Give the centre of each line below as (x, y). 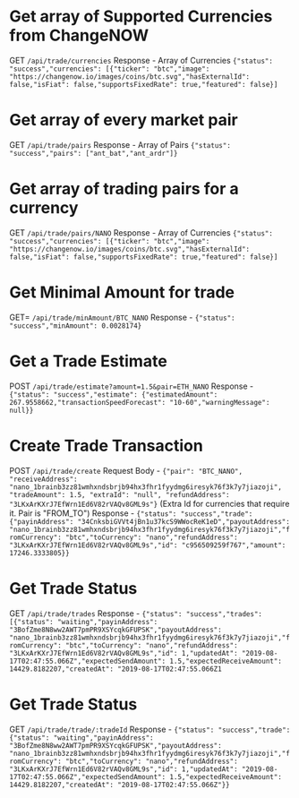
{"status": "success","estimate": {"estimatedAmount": (114, 395)
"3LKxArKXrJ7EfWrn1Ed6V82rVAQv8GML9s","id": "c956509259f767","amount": (148, 545)
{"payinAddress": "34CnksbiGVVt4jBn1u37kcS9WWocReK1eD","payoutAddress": (150, 521)
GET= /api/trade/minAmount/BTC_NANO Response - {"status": (122, 317)
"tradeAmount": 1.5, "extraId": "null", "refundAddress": (120, 494)
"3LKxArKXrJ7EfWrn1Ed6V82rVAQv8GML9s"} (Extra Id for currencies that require (149, 503)
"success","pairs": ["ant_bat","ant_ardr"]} (94, 153)
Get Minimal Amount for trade (122, 292)
